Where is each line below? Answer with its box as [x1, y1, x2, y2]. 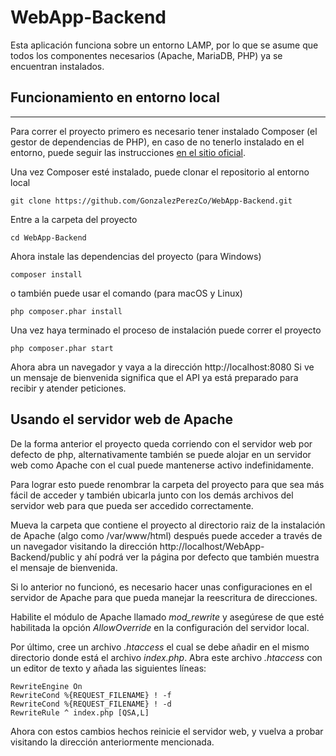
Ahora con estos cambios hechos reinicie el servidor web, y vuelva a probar [10, 725, 324, 737]
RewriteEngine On [10, 681, 83, 691]
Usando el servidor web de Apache [10, 411, 233, 428]
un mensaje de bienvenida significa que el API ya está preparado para [10, 371, 299, 383]
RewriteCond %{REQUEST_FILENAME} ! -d [10, 699, 172, 709]
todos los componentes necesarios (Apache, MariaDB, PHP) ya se [10, 49, 283, 61]
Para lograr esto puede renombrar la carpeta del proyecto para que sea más [10, 478, 325, 490]
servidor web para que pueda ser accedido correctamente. [10, 499, 254, 511]
